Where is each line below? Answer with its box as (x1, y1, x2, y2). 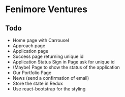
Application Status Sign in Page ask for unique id (12, 59, 115, 64)
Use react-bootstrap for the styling (12, 86, 86, 92)
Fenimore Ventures (5, 4, 88, 15)
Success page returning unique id (12, 53, 84, 59)
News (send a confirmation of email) (12, 75, 89, 81)
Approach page (12, 43, 46, 49)
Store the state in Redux (12, 80, 64, 86)
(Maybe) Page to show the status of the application (12, 64, 120, 70)
